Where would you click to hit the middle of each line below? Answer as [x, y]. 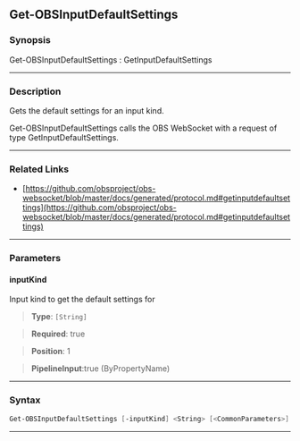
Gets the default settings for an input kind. [87, 110]
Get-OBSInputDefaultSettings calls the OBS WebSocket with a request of [143, 128]
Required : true [58, 334]
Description [35, 91]
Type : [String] [59, 317]
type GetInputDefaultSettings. [64, 137]
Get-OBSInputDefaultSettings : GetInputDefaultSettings [111, 59]
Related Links [39, 169]
